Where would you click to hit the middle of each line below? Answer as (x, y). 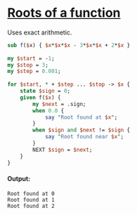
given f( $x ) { (40, 97)
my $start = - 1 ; (31, 58)
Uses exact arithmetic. (40, 32)
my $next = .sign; (59, 104)
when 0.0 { (48, 110)
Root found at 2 (31, 206)
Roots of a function (64, 13)
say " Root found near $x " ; (84, 137)
